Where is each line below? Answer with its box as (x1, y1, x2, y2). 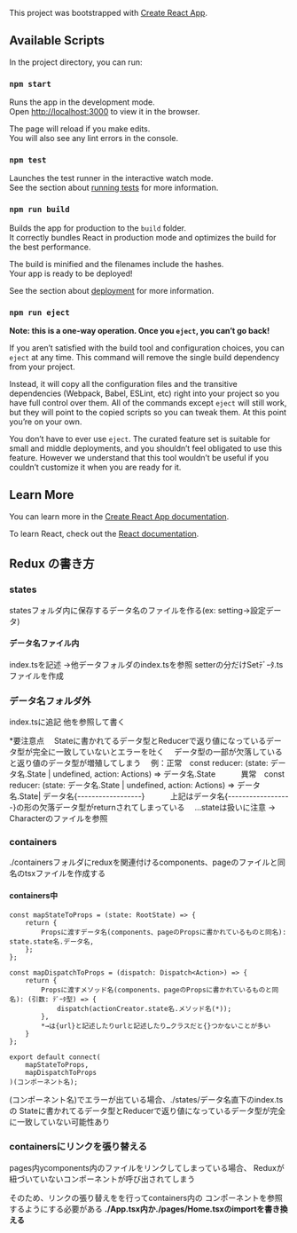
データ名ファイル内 (9, 638, 80, 649)
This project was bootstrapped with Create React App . (9, 8, 208, 18)
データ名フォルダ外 (9, 694, 91, 707)
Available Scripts (9, 33, 105, 48)
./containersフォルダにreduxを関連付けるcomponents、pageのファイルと (9, 857, 277, 868)
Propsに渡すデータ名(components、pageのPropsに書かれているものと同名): (41, 928, 286, 937)
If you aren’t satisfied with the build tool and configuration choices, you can (9, 343, 285, 353)
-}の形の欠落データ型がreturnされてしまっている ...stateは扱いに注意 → (9, 802, 277, 812)
